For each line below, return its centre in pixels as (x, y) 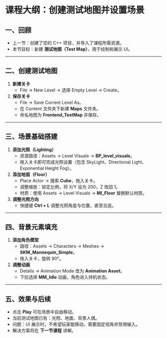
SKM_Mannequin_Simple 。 (48, 252)
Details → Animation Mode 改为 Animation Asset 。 (72, 271)
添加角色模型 (25, 240)
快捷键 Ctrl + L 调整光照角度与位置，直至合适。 (68, 205)
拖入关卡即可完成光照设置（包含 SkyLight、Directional (75, 162)
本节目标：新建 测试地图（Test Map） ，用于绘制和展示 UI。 (72, 49)
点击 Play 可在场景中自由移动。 (44, 312)
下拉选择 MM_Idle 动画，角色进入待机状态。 (65, 277)
